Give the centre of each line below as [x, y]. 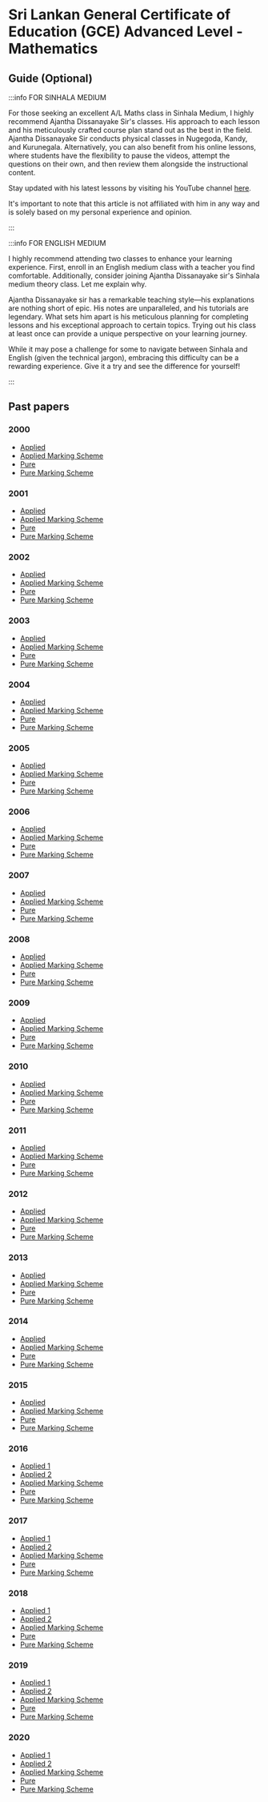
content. [22, 173]
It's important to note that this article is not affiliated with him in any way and [134, 203]
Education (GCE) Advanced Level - [126, 32]
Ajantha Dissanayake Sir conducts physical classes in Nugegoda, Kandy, [128, 138]
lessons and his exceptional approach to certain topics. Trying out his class [132, 325]
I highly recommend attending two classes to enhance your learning [120, 259]
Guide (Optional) [51, 78]
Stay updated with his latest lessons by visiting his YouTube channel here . [130, 188]
